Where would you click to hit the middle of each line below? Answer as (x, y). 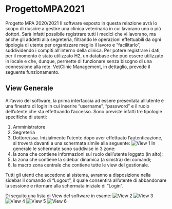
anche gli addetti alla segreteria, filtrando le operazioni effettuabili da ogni (83, 39)
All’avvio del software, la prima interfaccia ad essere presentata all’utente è (85, 100)
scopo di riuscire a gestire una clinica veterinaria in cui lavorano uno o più (83, 28)
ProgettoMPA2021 (45, 9)
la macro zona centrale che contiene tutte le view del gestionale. (81, 165)
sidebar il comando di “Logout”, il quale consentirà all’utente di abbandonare (86, 180)
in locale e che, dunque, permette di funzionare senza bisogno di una (79, 61)
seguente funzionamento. (33, 72)
